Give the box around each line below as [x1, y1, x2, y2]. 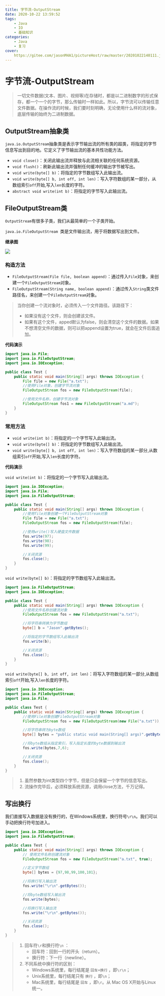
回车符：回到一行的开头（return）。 [31, 948, 103, 954]
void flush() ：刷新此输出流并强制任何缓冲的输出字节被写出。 [12, 164, 138, 170]
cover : [5, 48, 19, 53]
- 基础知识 [14, 30, 33, 35]
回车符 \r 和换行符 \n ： [24, 942, 70, 948]
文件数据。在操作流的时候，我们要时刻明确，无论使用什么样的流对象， [17, 105, 160, 111]
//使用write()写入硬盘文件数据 [23, 529, 80, 535]
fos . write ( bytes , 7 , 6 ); [23, 745, 69, 751]
